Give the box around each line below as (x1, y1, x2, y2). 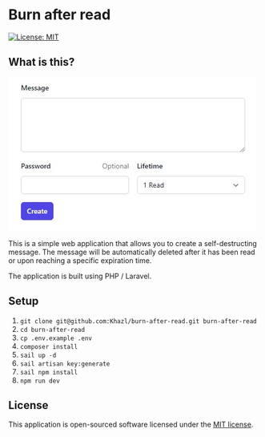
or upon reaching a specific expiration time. (8, 255, 152, 265)
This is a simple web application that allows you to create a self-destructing (8, 238, 258, 248)
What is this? (8, 55, 75, 69)
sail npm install (19, 368, 78, 376)
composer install (19, 342, 78, 350)
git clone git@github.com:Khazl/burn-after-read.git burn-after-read (19, 317, 258, 326)
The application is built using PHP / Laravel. (8, 271, 152, 281)
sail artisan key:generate (19, 359, 110, 368)
